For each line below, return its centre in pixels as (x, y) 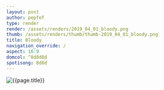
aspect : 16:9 (23, 52)
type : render (23, 23)
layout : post (23, 12)
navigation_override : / (36, 46)
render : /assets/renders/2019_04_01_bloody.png (67, 29)
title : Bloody (24, 40)
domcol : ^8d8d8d (27, 57)
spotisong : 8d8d (27, 63)
